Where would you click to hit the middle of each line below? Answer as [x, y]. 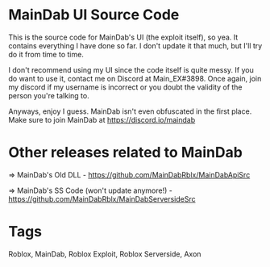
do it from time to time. [46, 54]
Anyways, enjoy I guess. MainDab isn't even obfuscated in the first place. [130, 111]
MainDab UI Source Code [94, 15]
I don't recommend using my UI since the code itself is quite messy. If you [131, 69]
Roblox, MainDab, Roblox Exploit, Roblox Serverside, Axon [105, 254]
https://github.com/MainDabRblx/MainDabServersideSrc [102, 198]
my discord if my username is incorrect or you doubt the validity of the [126, 87]
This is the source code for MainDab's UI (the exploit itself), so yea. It [123, 37]
